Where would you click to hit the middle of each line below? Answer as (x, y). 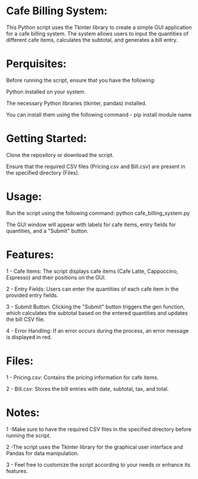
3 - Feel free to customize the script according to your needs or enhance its (98, 464)
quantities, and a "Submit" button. (47, 231)
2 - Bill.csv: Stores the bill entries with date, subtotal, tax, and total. (87, 388)
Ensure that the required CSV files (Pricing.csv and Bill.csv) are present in (96, 166)
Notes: (23, 412)
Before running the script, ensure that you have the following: (81, 80)
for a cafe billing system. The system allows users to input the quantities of (98, 33)
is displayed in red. (29, 337)
